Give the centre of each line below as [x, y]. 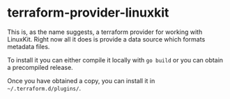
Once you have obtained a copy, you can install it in [81, 80]
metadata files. [29, 46]
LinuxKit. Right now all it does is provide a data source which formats [106, 39]
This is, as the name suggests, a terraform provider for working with [105, 32]
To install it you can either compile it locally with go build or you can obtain [115, 60]
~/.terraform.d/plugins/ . [44, 88]
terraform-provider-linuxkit [88, 13]
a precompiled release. [40, 67]
